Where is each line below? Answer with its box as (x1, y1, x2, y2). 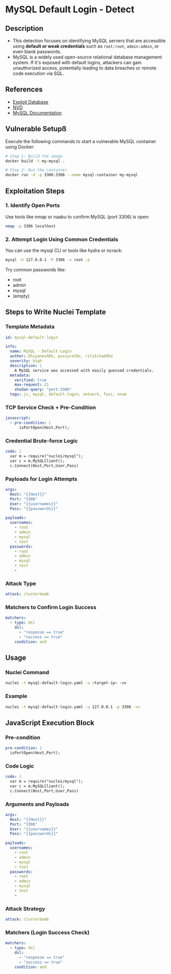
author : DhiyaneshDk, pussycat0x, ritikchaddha (10, 354, 113, 359)
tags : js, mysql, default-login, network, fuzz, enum (10, 392, 127, 397)
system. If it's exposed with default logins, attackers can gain (12, 60, 142, 65)
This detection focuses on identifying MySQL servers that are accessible (12, 37, 166, 44)
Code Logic (5, 762, 34, 769)
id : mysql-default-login (5, 335, 58, 340)
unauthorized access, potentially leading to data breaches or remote (12, 65, 157, 71)
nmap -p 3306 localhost (5, 223, 56, 229)
